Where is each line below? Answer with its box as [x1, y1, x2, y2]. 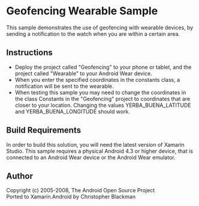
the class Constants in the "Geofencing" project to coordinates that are [14, 95, 191, 102]
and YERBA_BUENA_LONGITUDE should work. [14, 107, 131, 115]
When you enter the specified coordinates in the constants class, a [14, 76, 180, 83]
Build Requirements [6, 125, 82, 136]
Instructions [6, 48, 53, 58]
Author [6, 171, 33, 181]
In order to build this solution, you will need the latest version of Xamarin [6, 141, 185, 148]
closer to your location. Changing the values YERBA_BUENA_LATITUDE [14, 102, 191, 109]
